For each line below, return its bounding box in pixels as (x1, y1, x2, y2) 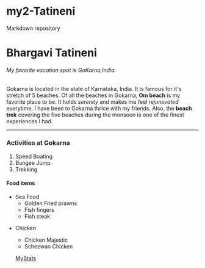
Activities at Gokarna (6, 139, 70, 147)
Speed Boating (15, 153, 53, 160)
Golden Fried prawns (24, 200, 77, 207)
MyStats (15, 255, 37, 262)
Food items (6, 179, 35, 187)
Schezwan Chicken (24, 242, 73, 250)
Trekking (15, 165, 38, 173)
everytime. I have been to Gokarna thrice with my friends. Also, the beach (6, 105, 192, 112)
